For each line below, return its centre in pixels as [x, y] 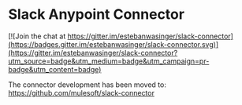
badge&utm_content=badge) [55, 69]
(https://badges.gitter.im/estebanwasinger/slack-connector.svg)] [114, 44]
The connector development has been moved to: [87, 85]
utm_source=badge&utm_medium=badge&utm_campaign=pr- [109, 61]
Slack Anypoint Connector [97, 14]
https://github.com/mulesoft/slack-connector [82, 92]
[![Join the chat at [37, 36]
